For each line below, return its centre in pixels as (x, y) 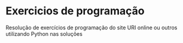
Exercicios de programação (75, 11)
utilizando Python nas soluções (44, 33)
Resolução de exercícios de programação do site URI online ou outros (91, 27)
